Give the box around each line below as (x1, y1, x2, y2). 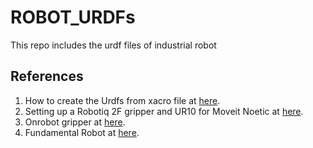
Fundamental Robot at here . (24, 126, 140, 138)
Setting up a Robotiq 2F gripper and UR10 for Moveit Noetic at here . (24, 105, 304, 117)
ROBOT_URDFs (10, 6, 136, 29)
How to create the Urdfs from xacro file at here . (24, 94, 221, 106)
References (10, 68, 84, 85)
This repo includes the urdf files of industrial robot (10, 39, 217, 51)
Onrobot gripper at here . (24, 116, 126, 128)
